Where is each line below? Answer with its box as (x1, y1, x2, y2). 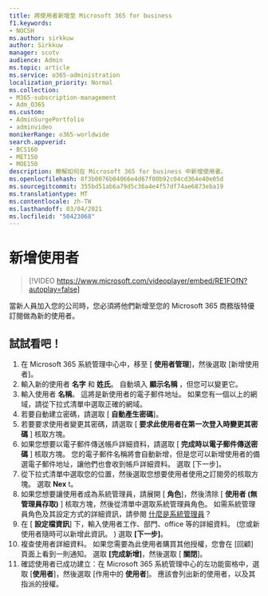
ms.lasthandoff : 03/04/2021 (9, 205, 103, 213)
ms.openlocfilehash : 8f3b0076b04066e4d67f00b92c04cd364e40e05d (9, 175, 224, 184)
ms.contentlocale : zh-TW (9, 197, 92, 205)
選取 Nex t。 (36, 479, 78, 488)
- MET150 (9, 153, 38, 161)
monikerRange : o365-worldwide (9, 130, 110, 138)
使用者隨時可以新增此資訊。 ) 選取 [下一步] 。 (20, 529, 168, 538)
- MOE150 (9, 161, 38, 169)
